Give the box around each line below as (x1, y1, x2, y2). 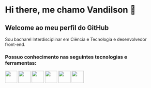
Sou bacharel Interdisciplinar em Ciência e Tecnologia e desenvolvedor (5, 36, 147, 42)
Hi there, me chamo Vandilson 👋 (5, 4, 136, 15)
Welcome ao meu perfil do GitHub (5, 24, 109, 32)
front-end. (5, 42, 26, 47)
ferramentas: (5, 59, 37, 66)
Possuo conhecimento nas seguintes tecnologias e (5, 53, 127, 60)
